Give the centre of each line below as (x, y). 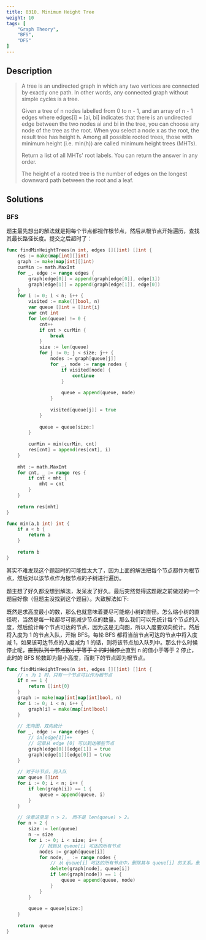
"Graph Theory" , (38, 29)
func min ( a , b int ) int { (38, 524)
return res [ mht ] (38, 506)
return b (29, 552)
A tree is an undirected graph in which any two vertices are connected (110, 86)
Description (29, 71)
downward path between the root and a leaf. (77, 180)
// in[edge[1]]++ (50, 738)
